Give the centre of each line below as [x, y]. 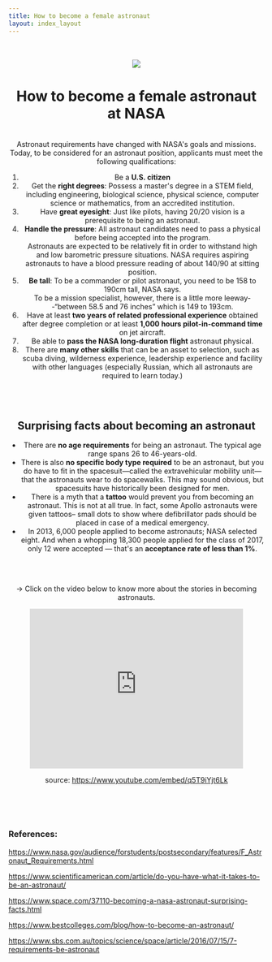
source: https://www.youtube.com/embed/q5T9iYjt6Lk [136, 780]
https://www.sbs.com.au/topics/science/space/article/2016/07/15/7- [123, 940]
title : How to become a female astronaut [80, 16]
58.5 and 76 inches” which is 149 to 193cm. [161, 307]
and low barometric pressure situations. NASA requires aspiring [142, 255]
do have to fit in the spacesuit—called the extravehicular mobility [132, 471]
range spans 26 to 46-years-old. [142, 454]
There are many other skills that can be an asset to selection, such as [142, 350]
